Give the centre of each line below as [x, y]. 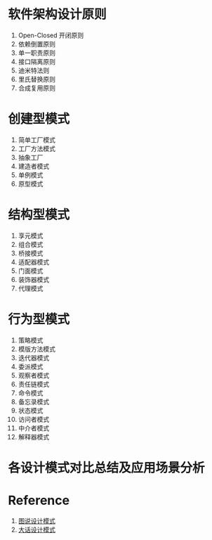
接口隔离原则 [37, 61]
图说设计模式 [37, 520]
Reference [39, 501]
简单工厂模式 [37, 140]
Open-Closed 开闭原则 [51, 35]
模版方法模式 [37, 349]
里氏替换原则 [37, 79]
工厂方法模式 [37, 148]
